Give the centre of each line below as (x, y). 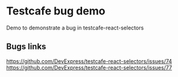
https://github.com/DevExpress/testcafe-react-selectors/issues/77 (89, 67)
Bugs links (26, 47)
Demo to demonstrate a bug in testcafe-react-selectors (75, 28)
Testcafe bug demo (56, 11)
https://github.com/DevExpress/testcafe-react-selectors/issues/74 (89, 61)
